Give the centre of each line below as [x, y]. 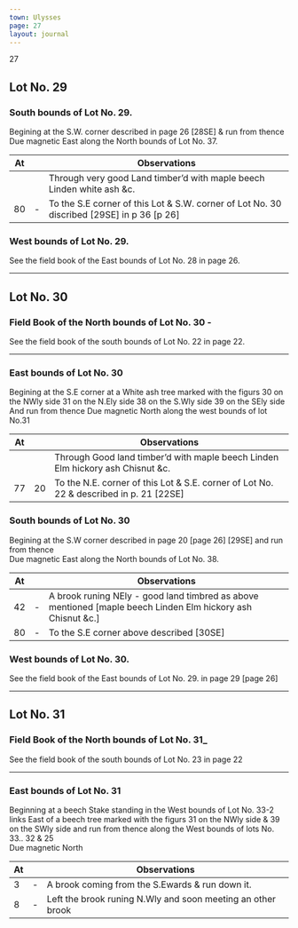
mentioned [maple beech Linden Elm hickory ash [150, 607]
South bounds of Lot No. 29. [71, 112]
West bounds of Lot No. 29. [69, 241]
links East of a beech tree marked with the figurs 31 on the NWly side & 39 [145, 819]
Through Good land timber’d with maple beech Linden [167, 457]
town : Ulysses [35, 17]
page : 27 [25, 26]
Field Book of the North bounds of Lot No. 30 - [110, 322]
